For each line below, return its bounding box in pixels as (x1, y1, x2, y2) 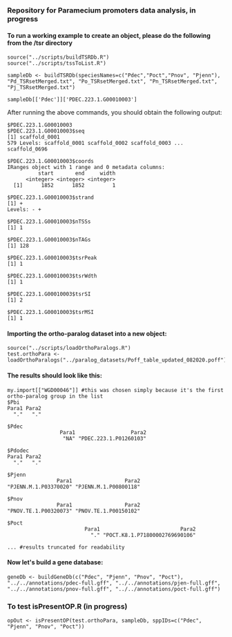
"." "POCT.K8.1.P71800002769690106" (90, 531, 196, 538)
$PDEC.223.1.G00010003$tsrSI (7, 291, 91, 298)
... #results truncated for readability (7, 544, 126, 551)
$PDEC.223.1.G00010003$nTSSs (7, 218, 91, 226)
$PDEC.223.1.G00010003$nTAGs (7, 237, 91, 244)
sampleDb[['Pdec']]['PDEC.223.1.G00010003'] (7, 96, 137, 104)
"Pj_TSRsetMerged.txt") (7, 84, 76, 91)
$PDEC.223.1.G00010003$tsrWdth (7, 273, 97, 280)
